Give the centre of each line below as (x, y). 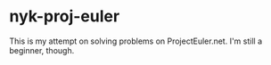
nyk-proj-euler (65, 16)
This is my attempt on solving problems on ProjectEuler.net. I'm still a (136, 41)
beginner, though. (42, 50)
